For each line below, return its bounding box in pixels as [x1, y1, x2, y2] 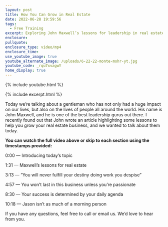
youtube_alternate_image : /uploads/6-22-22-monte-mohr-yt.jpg [5, 59, 137, 64]
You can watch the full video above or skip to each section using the [5, 137, 149, 143]
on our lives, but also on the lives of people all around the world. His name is [5, 106, 162, 112]
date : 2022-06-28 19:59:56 [5, 17, 61, 22]
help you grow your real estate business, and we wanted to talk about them [5, 122, 160, 128]
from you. [5, 216, 25, 222]
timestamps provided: [5, 143, 52, 148]
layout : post [5, 7, 32, 13]
